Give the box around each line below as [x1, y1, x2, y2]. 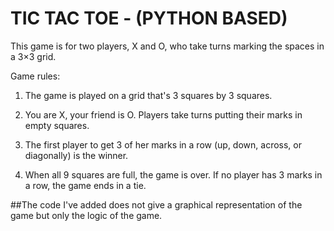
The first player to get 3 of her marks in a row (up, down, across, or [24, 138, 302, 151]
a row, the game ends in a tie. [24, 179, 147, 191]
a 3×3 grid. [10, 50, 57, 62]
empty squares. [24, 119, 90, 131]
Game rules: [10, 70, 61, 82]
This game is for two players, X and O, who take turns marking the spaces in [10, 40, 325, 52]
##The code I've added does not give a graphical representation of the [10, 198, 303, 211]
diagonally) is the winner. [24, 149, 129, 161]
